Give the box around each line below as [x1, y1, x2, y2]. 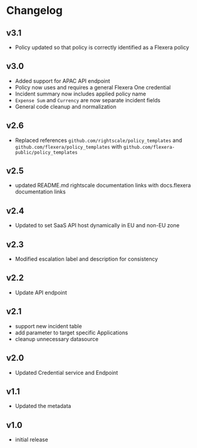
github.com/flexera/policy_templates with [15, 143, 123, 150]
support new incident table [15, 322, 82, 330]
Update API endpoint [15, 288, 68, 296]
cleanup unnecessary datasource [15, 335, 98, 342]
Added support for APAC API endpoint [15, 77, 111, 85]
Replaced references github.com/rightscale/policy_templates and [15, 137, 182, 144]
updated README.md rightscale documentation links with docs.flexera [15, 182, 192, 189]
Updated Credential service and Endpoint [15, 369, 118, 376]
